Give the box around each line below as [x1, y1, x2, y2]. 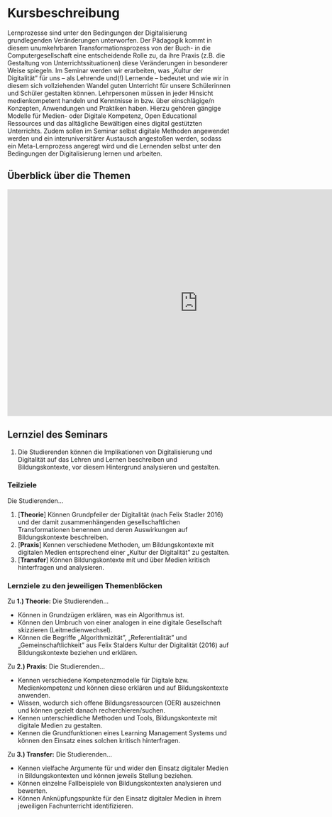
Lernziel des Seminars [7, 428, 109, 441]
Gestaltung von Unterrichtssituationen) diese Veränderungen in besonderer [7, 58, 228, 67]
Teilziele [7, 480, 37, 490]
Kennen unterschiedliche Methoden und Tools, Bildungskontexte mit [17, 714, 218, 723]
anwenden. [17, 691, 51, 700]
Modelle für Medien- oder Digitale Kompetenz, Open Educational [7, 112, 197, 120]
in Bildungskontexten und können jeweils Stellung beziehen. [17, 772, 194, 780]
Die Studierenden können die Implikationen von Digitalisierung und [17, 448, 213, 456]
